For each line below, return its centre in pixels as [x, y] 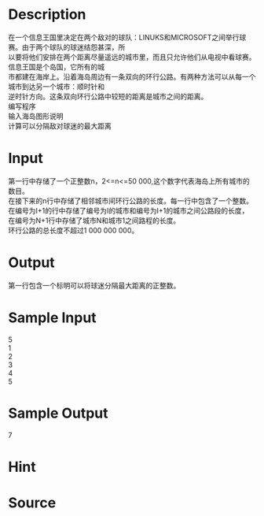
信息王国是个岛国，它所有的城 [56, 67]
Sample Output [58, 413]
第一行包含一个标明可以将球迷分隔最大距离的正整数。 [94, 285]
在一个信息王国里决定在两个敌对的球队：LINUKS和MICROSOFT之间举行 [124, 37]
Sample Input [52, 317]
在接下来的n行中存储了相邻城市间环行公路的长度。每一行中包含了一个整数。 [131, 200]
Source [32, 503]
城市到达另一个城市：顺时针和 [56, 86]
